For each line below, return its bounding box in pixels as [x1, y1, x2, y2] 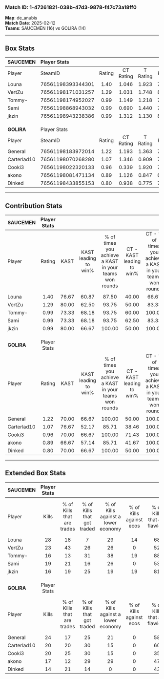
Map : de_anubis [5, 15, 38, 21]
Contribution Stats [5, 202, 62, 210]
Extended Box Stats [5, 469, 66, 477]
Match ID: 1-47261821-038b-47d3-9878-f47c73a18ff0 [5, 4, 137, 11]
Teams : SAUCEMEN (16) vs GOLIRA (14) [5, 25, 86, 31]
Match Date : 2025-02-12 [5, 20, 56, 26]
